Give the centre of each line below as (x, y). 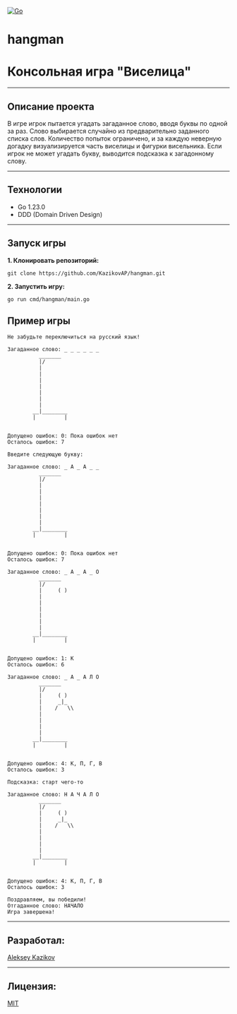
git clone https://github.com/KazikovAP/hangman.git (86, 273)
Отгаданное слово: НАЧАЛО (45, 906)
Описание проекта (51, 106)
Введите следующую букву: (45, 455)
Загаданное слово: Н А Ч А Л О (53, 795)
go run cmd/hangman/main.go (49, 299)
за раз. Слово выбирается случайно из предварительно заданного (108, 131)
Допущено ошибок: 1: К (41, 659)
